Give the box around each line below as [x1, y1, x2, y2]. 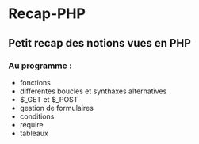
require [19, 119, 44, 129]
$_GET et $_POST [19, 94, 78, 104]
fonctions [19, 78, 52, 87]
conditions [19, 112, 55, 121]
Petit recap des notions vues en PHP [8, 36, 192, 50]
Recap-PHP [8, 5, 86, 23]
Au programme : [8, 60, 73, 71]
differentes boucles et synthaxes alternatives [19, 86, 167, 96]
